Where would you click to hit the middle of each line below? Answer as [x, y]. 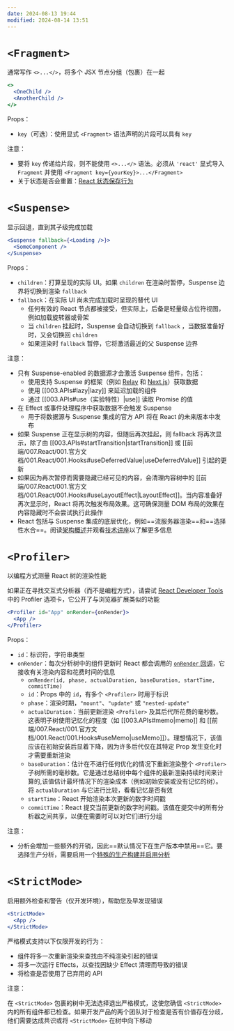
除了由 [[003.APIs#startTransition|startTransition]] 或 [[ [108, 443]
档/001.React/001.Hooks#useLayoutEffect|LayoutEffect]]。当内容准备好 [120, 495]
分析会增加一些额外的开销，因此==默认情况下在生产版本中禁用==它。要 [120, 846]
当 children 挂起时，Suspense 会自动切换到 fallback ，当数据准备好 [126, 326]
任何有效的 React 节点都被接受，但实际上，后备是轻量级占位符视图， [126, 308]
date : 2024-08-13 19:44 [42, 14]
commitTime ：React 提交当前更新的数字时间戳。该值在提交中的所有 [123, 808]
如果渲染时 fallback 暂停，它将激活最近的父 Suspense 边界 [113, 343]
